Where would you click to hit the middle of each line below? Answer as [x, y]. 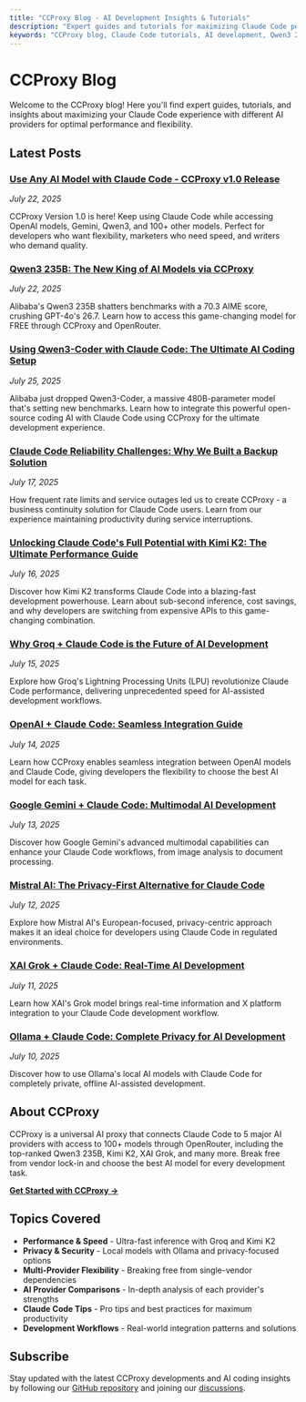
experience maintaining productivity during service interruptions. [131, 519]
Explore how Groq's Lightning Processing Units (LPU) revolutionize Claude [149, 681]
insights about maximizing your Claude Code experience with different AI [147, 115]
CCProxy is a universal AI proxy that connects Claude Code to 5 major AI [146, 1133]
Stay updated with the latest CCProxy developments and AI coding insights [150, 1378]
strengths [41, 1299]
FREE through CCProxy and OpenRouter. [86, 326]
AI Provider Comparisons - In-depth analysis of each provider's [143, 1289]
